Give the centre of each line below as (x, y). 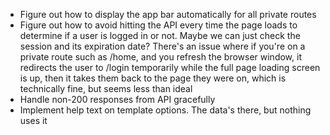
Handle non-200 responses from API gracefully (117, 99)
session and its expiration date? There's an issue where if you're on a (162, 46)
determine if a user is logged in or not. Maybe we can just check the (160, 35)
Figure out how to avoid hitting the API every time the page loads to (158, 25)
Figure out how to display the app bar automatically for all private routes (168, 14)
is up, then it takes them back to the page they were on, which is (153, 78)
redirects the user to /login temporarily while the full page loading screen (170, 67)
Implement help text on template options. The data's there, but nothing (165, 110)
